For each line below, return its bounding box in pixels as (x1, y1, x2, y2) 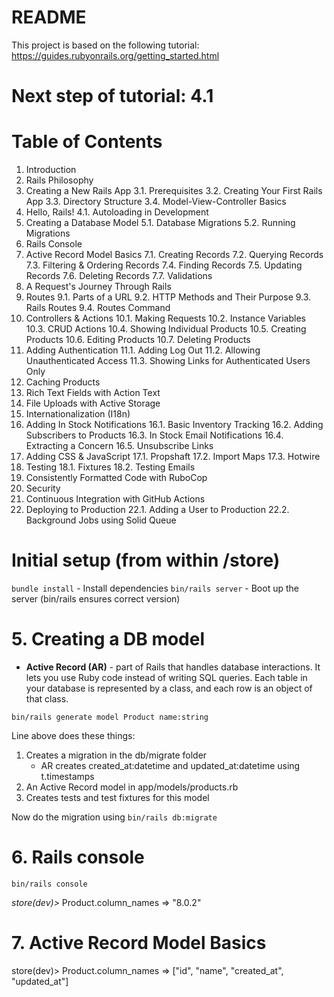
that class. (25, 692, 69, 705)
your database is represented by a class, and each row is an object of (25, 682, 313, 694)
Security (25, 482, 61, 495)
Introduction (25, 164, 77, 176)
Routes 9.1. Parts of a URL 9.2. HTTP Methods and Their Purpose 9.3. (25, 291, 312, 303)
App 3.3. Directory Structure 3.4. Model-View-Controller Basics (25, 196, 287, 208)
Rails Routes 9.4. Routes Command (25, 302, 171, 314)
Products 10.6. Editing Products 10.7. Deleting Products (25, 334, 251, 346)
